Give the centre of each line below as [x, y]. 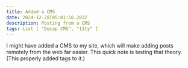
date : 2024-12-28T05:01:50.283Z [47, 17]
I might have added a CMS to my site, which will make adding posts [90, 46]
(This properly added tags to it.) [46, 58]
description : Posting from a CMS [48, 23]
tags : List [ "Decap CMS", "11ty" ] [52, 29]
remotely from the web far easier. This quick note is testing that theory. [94, 52]
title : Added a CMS [31, 12]
